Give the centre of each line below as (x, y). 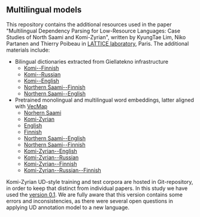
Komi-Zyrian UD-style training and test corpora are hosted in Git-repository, (100, 182)
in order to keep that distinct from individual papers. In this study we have (97, 188)
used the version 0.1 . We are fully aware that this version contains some (94, 194)
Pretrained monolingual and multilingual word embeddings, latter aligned (104, 100)
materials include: (28, 50)
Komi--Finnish (41, 68)
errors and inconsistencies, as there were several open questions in (90, 201)
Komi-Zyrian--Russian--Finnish (63, 170)
